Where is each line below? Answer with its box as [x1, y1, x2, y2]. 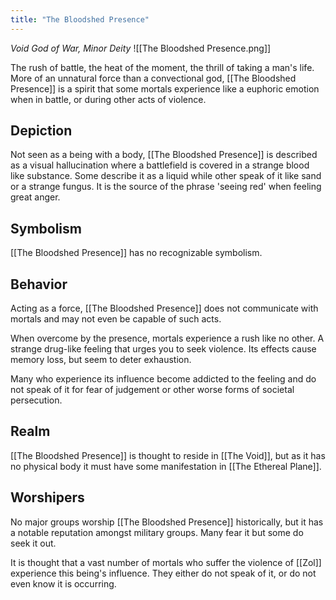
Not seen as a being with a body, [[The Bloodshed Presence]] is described [10, 149, 318, 161]
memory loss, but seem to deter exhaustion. [10, 354, 192, 366]
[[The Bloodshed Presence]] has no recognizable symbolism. [10, 247, 263, 259]
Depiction [10, 122, 73, 140]
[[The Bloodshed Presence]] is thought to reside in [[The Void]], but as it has [10, 449, 326, 461]
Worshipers [10, 489, 85, 506]
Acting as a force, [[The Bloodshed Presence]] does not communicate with [10, 302, 319, 315]
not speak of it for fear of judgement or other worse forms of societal [10, 384, 295, 396]
